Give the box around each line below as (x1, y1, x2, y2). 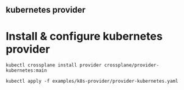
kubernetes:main (6, 67, 47, 74)
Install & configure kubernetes (6, 29, 163, 43)
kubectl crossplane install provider (6, 62, 102, 69)
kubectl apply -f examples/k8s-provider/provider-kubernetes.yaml (6, 78, 178, 85)
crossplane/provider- (104, 62, 160, 69)
